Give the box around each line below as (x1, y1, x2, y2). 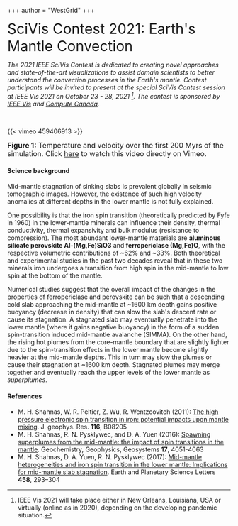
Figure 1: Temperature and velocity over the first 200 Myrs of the (7, 140, 225, 150)
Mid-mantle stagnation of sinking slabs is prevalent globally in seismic (7, 182, 212, 191)
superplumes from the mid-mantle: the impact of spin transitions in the (17, 438, 225, 446)
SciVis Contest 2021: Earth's (7, 20, 196, 38)
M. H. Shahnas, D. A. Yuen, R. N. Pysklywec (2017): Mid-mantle (17, 453, 203, 461)
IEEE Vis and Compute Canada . (7, 99, 100, 108)
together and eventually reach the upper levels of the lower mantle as (7, 368, 210, 377)
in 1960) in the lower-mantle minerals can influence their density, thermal (7, 219, 221, 227)
